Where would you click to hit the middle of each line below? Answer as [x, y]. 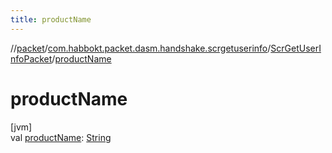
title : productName [51, 19]
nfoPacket [31, 58]
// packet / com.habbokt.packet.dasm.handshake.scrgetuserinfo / [141, 48]
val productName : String [61, 137]
